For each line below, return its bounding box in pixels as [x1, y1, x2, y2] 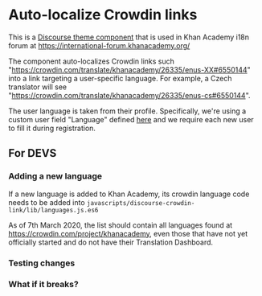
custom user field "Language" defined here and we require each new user [8, 114, 255, 124]
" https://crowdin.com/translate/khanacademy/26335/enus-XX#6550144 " [8, 64, 251, 74]
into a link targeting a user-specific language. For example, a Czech [8, 73, 232, 83]
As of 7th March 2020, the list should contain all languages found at [8, 220, 233, 230]
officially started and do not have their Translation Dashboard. [8, 237, 214, 247]
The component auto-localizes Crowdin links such [8, 56, 175, 66]
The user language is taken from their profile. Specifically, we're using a [8, 106, 247, 116]
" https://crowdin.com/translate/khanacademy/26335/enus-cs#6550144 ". [8, 90, 251, 100]
